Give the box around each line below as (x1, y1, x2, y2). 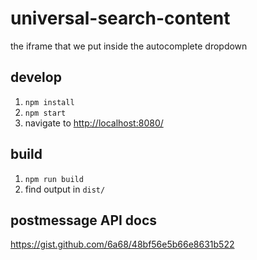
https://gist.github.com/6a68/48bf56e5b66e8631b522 (10, 238, 235, 251)
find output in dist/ (24, 183, 106, 195)
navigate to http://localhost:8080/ (24, 117, 164, 129)
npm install (24, 97, 75, 107)
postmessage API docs (10, 212, 158, 229)
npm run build (24, 174, 84, 184)
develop (10, 69, 62, 86)
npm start (24, 108, 67, 118)
